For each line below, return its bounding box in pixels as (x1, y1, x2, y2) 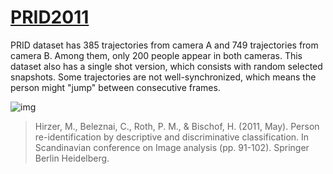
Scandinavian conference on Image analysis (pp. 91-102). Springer (34, 141, 310, 153)
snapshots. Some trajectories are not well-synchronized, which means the (10, 71, 317, 83)
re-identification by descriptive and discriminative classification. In (34, 131, 310, 143)
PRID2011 (10, 6, 90, 29)
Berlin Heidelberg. (34, 152, 110, 164)
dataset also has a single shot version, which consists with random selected (10, 60, 323, 72)
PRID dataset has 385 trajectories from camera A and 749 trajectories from (10, 39, 319, 51)
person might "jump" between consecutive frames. (10, 81, 221, 93)
